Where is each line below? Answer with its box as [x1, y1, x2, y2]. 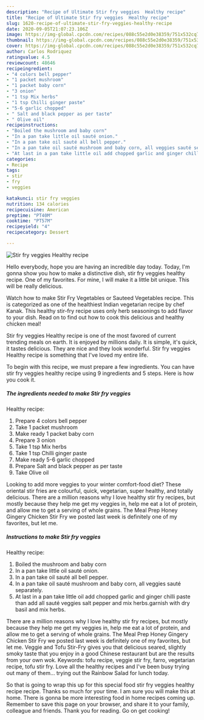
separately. [15, 586, 44, 593]
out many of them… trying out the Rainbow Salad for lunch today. [6, 669, 169, 676]
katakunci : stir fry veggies [6, 195, 80, 201]
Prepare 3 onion [15, 436, 56, 444]
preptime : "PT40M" [6, 212, 53, 218]
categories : [6, 156, 36, 162]
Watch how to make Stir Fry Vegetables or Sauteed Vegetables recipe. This [6, 294, 194, 301]
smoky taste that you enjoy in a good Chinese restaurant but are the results [6, 649, 195, 657]
